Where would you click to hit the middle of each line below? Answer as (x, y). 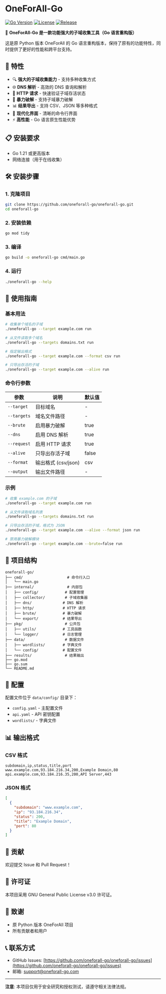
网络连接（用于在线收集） (38, 159)
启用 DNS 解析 (52, 435)
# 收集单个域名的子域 (24, 324)
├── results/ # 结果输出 (45, 655)
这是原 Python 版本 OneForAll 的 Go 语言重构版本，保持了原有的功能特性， (81, 43)
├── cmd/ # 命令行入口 (48, 577)
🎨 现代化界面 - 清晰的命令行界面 (45, 113)
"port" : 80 (25, 826)
